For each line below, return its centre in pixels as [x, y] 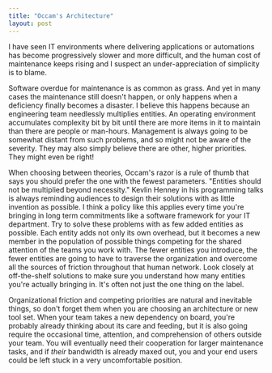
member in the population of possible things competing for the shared [125, 241]
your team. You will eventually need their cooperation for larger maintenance [136, 343]
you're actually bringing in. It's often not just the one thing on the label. [126, 284]
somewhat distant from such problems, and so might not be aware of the [130, 139]
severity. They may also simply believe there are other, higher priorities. [127, 148]
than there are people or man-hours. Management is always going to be [128, 131]
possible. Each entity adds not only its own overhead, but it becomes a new [134, 232]
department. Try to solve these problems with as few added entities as [126, 224]
